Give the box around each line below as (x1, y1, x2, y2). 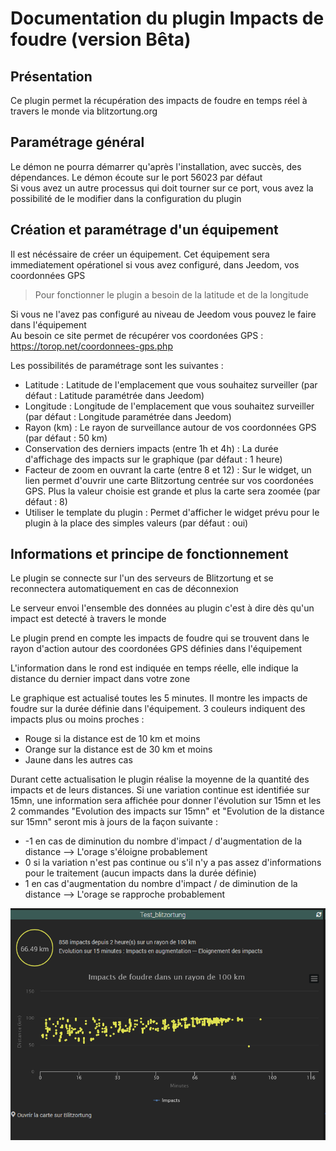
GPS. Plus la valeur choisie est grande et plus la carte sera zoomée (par (24, 485, 321, 497)
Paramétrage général (10, 134, 145, 151)
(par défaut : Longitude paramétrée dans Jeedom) (24, 410, 232, 422)
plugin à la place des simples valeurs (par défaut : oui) (24, 517, 249, 529)
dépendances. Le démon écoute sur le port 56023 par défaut (10, 171, 263, 183)
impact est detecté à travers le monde (10, 613, 167, 625)
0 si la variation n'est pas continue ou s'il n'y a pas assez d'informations (24, 857, 322, 869)
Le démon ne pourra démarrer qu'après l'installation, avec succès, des (10, 160, 302, 172)
